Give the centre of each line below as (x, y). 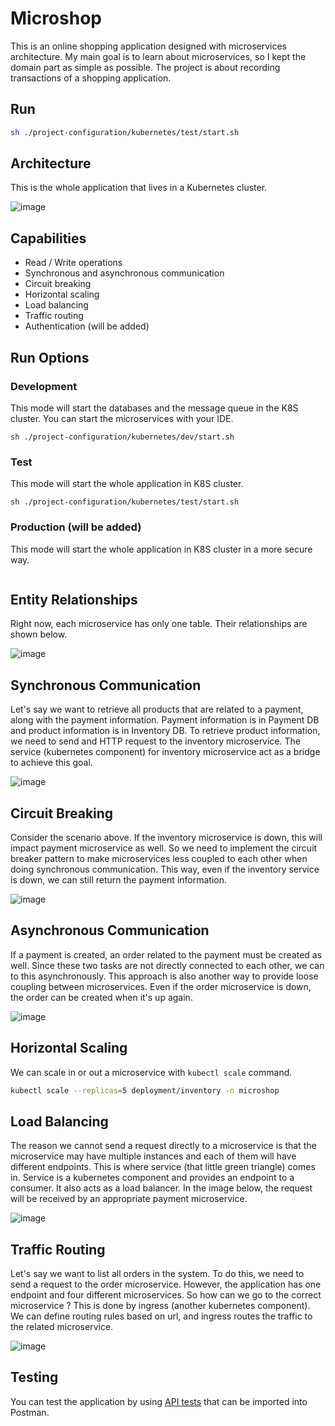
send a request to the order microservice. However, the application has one (166, 1284)
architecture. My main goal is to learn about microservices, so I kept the (158, 56)
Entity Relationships (74, 599)
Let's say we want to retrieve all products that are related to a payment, (157, 709)
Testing (34, 1377)
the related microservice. (62, 1327)
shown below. (39, 634)
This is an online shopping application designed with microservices (149, 46)
